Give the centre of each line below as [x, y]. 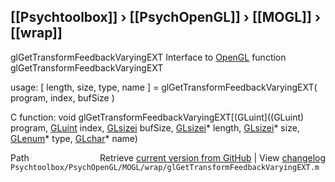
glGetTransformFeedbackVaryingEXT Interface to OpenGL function [148, 57]
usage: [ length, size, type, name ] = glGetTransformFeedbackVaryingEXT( [164, 87]
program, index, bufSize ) [62, 97]
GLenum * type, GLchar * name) [74, 138]
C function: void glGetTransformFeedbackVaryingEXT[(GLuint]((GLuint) [157, 117]
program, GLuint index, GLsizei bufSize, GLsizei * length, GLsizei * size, [155, 127]
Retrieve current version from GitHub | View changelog [212, 157]
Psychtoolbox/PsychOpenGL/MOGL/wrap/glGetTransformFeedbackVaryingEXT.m [165, 167]
